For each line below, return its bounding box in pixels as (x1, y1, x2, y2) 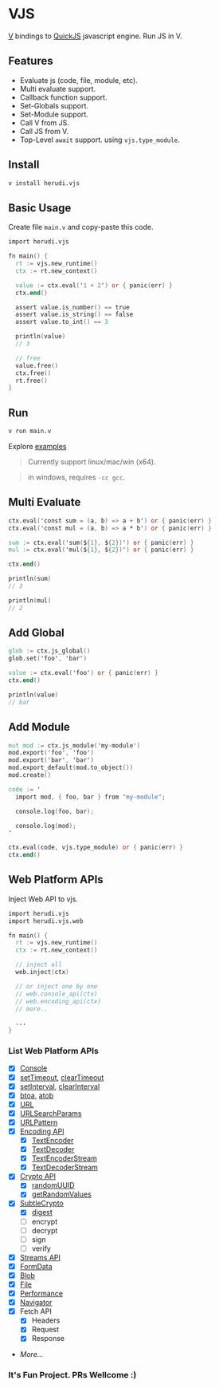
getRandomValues (31, 1189, 92, 1199)
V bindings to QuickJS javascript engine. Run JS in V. (8, 31, 182, 41)
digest (31, 1208, 53, 1217)
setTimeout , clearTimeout (19, 1072, 104, 1082)
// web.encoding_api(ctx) (15, 997, 102, 1005)
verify (31, 1244, 52, 1253)
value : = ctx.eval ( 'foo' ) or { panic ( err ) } (8, 669, 158, 677)
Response (31, 1334, 65, 1343)
